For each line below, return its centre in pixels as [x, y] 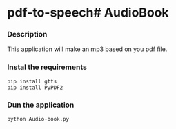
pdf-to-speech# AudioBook [88, 13]
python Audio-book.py [38, 119]
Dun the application [41, 105]
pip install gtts [32, 81]
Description [27, 34]
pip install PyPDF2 [35, 88]
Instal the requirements [47, 67]
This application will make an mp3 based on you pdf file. [87, 49]
